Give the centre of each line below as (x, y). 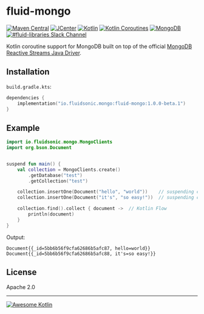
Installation (28, 72)
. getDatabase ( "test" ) (56, 175)
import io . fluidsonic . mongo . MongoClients (59, 142)
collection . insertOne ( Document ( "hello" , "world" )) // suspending (106, 192)
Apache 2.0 (21, 287)
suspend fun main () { (34, 164)
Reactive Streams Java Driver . (44, 52)
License (22, 272)
